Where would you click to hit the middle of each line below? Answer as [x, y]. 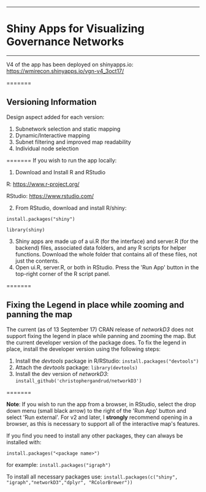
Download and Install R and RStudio [60, 172]
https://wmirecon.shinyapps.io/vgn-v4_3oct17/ [65, 71]
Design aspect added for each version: [55, 117]
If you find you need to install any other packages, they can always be [95, 436]
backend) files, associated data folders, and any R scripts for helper [101, 248]
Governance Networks [65, 42]
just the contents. [37, 261]
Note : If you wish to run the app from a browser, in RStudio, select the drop [101, 404]
